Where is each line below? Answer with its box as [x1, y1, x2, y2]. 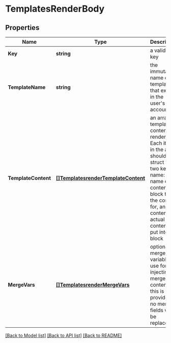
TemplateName [8, 84, 46, 90]
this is [150, 288, 164, 295]
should [150, 152, 166, 159]
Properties [5, 23, 40, 32]
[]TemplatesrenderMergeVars [55, 282, 130, 288]
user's [150, 100, 165, 107]
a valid [150, 47, 166, 54]
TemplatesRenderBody [5, 3, 105, 15]
